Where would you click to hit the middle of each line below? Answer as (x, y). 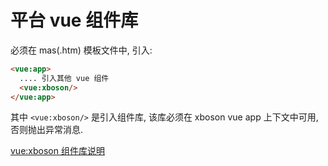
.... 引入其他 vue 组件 (64, 78)
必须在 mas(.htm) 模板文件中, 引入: (81, 50)
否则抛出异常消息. (47, 130)
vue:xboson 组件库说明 (57, 151)
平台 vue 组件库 (74, 20)
